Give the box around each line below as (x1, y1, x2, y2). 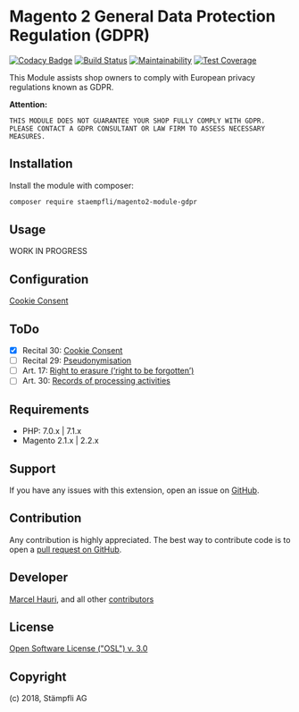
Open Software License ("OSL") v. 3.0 (9, 643, 148, 654)
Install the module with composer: (9, 180, 134, 191)
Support (9, 461, 56, 476)
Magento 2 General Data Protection (9, 6, 276, 27)
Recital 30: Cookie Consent (21, 345, 123, 356)
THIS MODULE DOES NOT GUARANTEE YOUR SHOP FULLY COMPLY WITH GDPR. (9, 116, 266, 125)
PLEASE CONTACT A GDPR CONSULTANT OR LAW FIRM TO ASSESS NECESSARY (9, 123, 266, 133)
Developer (9, 570, 69, 585)
